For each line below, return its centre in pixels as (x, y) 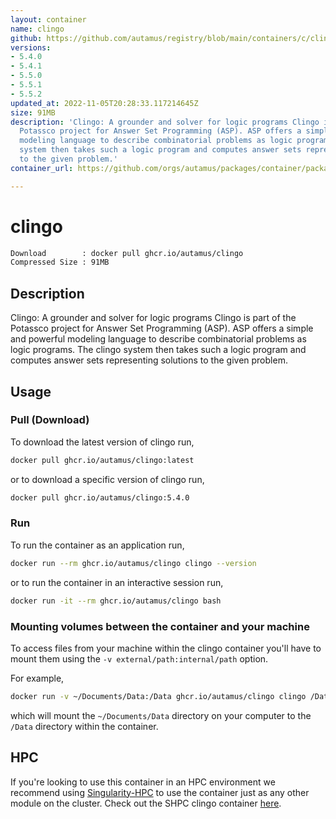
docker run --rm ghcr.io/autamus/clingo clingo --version (133, 563)
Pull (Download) (50, 420)
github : (26, 38)
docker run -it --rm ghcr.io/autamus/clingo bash (116, 601)
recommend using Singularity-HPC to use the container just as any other (160, 792)
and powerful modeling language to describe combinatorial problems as (158, 339)
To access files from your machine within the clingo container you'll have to (166, 648)
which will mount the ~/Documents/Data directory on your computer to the (161, 715)
